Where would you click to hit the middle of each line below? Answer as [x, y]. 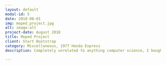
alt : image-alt [21, 28]
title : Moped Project [27, 37]
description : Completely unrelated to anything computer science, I [77, 50]
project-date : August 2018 [33, 32]
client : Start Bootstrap [31, 42]
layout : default [22, 10]
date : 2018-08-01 [23, 19]
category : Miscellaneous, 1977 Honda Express [53, 46]
